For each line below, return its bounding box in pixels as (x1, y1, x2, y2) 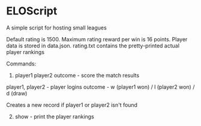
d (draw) (6, 89, 28, 97)
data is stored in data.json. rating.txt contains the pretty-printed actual (6, 42, 180, 49)
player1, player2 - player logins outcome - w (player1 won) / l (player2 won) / (6, 83, 195, 91)
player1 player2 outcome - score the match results (14, 71, 140, 79)
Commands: (6, 60, 37, 67)
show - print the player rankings (14, 113, 94, 120)
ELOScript (6, 4, 58, 18)
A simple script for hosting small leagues (6, 24, 107, 31)
